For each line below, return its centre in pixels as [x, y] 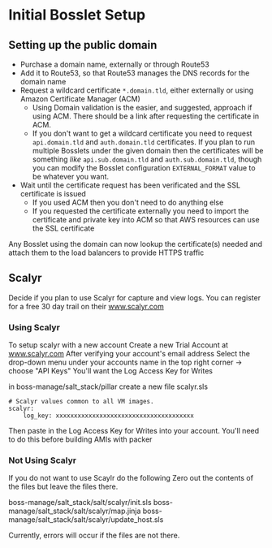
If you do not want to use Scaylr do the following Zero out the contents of [131, 478]
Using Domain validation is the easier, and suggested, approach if [142, 108]
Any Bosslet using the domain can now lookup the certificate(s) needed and [135, 244]
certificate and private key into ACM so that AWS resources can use [146, 220]
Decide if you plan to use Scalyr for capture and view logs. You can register [135, 297]
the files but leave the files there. [63, 487]
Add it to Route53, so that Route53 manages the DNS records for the [135, 73]
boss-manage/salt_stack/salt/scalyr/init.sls [80, 503]
